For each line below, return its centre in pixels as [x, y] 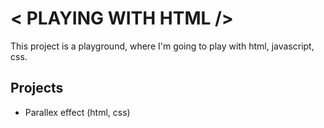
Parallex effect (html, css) [77, 112]
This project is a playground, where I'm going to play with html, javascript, [162, 46]
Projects [37, 88]
